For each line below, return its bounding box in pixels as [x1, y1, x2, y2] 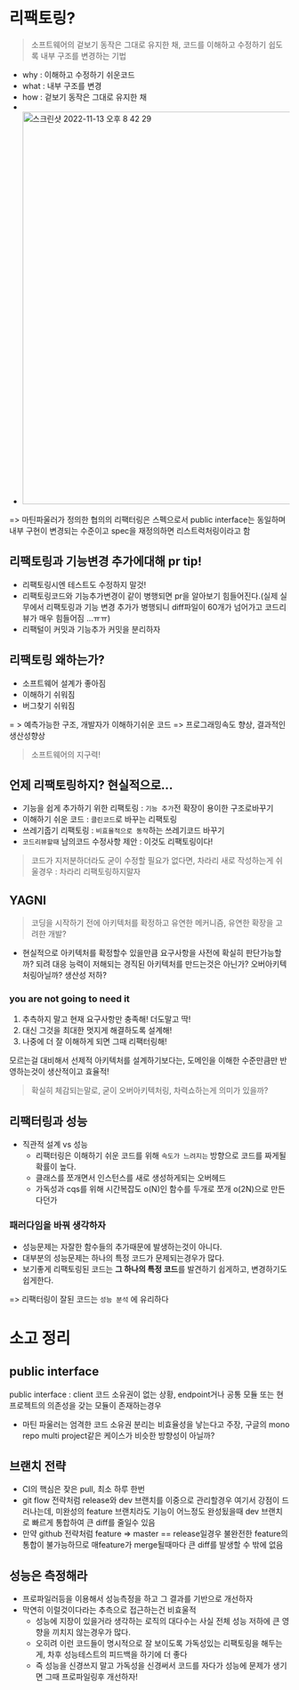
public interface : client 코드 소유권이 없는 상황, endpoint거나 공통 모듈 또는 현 [9, 1389, 284, 1400]
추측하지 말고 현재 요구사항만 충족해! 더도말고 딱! [21, 1014, 191, 1025]
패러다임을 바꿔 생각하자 [9, 1220, 107, 1232]
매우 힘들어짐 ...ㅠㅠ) [38, 612, 111, 624]
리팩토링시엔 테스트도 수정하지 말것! [21, 579, 147, 590]
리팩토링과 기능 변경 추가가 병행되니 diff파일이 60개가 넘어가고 [45, 601, 263, 612]
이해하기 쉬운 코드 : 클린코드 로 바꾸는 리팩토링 [21, 814, 178, 825]
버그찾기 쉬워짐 [21, 700, 76, 711]
